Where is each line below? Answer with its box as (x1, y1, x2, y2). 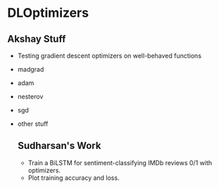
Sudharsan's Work (17, 140, 101, 152)
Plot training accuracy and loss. (27, 174, 120, 182)
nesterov (17, 93, 44, 100)
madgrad (17, 65, 44, 73)
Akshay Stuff (7, 33, 66, 45)
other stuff (17, 119, 49, 128)
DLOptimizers (7, 5, 89, 21)
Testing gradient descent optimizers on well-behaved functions (17, 51, 202, 60)
